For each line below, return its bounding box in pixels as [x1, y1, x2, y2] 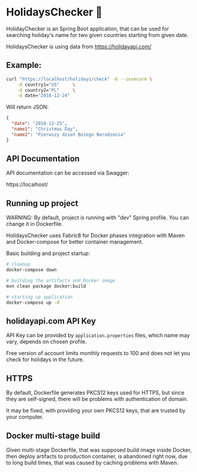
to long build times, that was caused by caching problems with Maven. [6, 459, 179, 466]
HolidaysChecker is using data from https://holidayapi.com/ [6, 43, 152, 50]
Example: [6, 60, 42, 70]
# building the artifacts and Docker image [6, 278, 116, 284]
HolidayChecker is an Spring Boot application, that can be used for [6, 25, 169, 32]
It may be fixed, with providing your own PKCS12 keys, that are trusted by [6, 407, 186, 414]
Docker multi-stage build [6, 430, 101, 440]
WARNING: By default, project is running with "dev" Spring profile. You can [6, 214, 189, 221]
